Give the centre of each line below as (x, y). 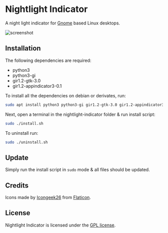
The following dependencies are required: (48, 60)
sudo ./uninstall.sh (27, 142)
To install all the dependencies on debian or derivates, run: (65, 95)
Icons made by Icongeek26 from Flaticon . (48, 197)
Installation (23, 48)
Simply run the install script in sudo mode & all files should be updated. (77, 170)
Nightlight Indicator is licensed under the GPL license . (60, 225)
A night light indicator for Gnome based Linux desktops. (63, 23)
